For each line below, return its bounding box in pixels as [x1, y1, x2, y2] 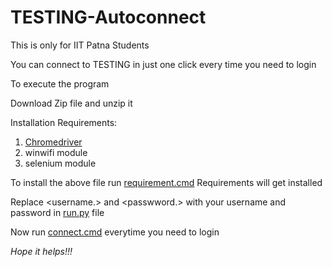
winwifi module [24, 146, 88, 158]
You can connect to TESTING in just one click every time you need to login [10, 58, 317, 70]
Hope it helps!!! [10, 245, 73, 257]
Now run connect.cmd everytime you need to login [10, 226, 220, 238]
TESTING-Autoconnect [10, 6, 207, 29]
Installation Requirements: [10, 116, 118, 128]
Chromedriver [24, 136, 83, 148]
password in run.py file [10, 206, 105, 218]
